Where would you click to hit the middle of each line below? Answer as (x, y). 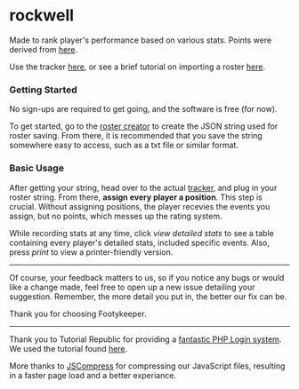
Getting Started (43, 90)
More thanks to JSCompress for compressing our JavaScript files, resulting (147, 366)
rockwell (41, 16)
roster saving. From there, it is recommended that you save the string (136, 136)
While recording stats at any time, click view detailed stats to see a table (141, 233)
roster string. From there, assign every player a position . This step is (136, 197)
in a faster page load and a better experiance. (93, 375)
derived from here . (44, 49)
